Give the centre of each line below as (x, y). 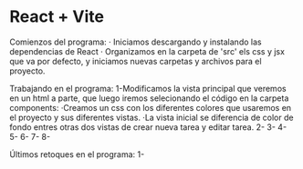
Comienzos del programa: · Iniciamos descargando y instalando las (136, 42)
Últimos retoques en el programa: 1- (77, 154)
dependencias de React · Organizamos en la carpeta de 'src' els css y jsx (147, 51)
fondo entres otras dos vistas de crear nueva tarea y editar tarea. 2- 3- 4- (148, 127)
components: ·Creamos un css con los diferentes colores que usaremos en (151, 107)
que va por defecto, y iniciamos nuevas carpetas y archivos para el (136, 61)
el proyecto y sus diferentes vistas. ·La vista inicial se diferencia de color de (151, 117)
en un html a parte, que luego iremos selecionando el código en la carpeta (149, 98)
